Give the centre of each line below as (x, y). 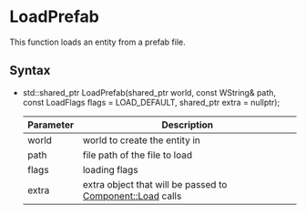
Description (188, 125)
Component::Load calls (132, 196)
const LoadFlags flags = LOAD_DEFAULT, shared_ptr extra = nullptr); (151, 102)
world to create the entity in (141, 140)
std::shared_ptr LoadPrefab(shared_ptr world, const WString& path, (149, 92)
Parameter (51, 125)
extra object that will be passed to (155, 184)
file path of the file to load (138, 155)
